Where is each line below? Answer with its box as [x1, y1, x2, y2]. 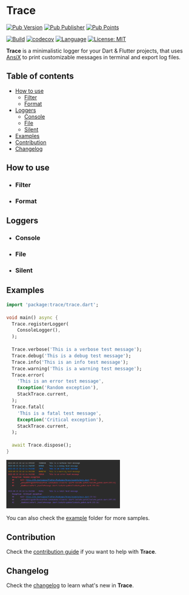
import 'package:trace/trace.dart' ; [6, 301, 99, 307]
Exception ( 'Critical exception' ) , [17, 416, 104, 422]
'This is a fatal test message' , [17, 410, 102, 416]
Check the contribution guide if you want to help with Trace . [6, 548, 157, 556]
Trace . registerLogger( [12, 321, 69, 327]
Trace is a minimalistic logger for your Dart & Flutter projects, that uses [6, 47, 183, 54]
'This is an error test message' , [17, 378, 104, 384]
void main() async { [6, 314, 59, 321]
